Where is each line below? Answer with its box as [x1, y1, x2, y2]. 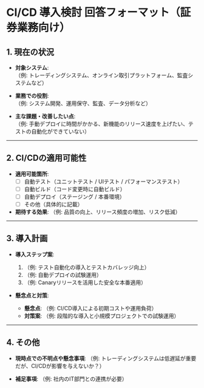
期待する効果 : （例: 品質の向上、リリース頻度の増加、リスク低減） [15, 208, 181, 216]
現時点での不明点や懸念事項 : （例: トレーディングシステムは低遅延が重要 [15, 355, 197, 362]
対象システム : [15, 64, 49, 71]
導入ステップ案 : [15, 250, 55, 258]
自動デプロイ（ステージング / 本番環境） [24, 192, 126, 200]
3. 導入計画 [6, 233, 48, 243]
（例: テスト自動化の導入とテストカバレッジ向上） [24, 264, 150, 271]
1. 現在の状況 [6, 47, 55, 57]
